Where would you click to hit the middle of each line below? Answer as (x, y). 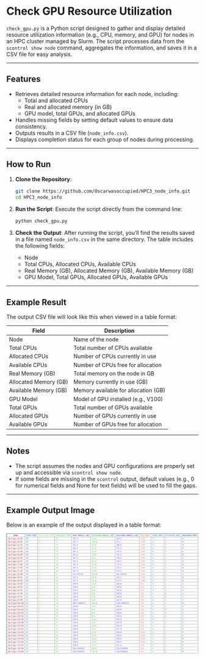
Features (23, 79)
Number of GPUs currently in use (115, 416)
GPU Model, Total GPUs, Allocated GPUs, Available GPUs (96, 277)
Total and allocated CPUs (56, 100)
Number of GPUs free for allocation (117, 425)
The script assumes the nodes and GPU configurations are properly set (105, 465)
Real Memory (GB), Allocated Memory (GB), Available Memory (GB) (109, 271)
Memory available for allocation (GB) (119, 390)
